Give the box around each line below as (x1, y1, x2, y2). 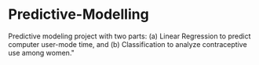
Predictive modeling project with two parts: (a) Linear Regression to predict (8, 31, 251, 41)
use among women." (8, 48, 75, 57)
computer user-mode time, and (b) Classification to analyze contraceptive (8, 39, 247, 49)
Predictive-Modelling (8, 5, 149, 23)
